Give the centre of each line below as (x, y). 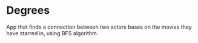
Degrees (28, 10)
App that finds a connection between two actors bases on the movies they (99, 27)
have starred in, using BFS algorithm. (52, 33)
